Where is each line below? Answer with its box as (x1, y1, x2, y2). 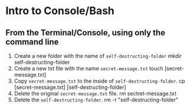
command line (5, 37, 60, 47)
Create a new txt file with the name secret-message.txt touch (14, 65, 163, 72)
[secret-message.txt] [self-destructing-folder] (14, 84, 126, 91)
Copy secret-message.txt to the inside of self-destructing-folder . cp (14, 78, 185, 84)
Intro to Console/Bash (5, 4, 115, 18)
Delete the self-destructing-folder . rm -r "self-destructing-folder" (14, 96, 179, 103)
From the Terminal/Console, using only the (5, 28, 166, 38)
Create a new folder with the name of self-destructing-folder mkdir (14, 52, 182, 60)
